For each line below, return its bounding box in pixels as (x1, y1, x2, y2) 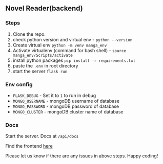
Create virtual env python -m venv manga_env (12, 42, 107, 48)
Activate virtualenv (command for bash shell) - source (12, 47, 127, 53)
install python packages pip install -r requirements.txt (12, 57, 136, 63)
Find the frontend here (5, 143, 53, 149)
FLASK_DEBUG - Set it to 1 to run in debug (12, 92, 96, 99)
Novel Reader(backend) (5, 4, 83, 13)
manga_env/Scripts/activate (12, 53, 73, 58)
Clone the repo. (12, 31, 46, 37)
